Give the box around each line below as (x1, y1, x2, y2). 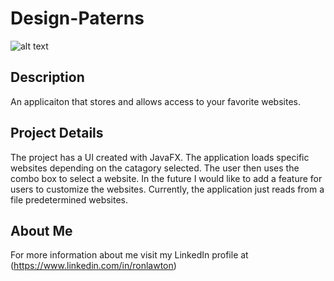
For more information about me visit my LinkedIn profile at (10, 249, 249, 261)
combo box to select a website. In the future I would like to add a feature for (10, 172, 323, 184)
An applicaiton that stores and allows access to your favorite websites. (10, 95, 301, 107)
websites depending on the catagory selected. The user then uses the (10, 162, 300, 174)
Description (10, 69, 85, 86)
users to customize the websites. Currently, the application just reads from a (10, 183, 325, 195)
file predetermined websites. (10, 193, 129, 206)
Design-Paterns (10, 7, 145, 30)
